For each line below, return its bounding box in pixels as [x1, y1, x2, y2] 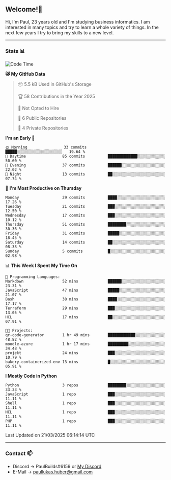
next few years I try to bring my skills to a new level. [5, 29, 114, 36]
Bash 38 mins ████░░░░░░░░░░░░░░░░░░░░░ [5, 297, 165, 302]
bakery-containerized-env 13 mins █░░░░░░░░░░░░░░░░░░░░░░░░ [5, 359, 165, 365]
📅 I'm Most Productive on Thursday [5, 185, 82, 191]
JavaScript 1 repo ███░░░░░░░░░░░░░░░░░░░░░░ [5, 392, 165, 397]
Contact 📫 [5, 450, 33, 457]
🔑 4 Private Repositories [17, 125, 69, 131]
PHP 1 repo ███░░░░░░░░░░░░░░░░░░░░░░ [5, 419, 165, 424]
